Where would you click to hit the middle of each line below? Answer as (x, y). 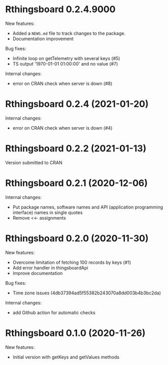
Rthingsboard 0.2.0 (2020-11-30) (77, 238)
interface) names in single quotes (47, 212)
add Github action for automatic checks (54, 312)
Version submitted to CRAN (34, 162)
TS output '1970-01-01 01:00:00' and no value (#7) (65, 64)
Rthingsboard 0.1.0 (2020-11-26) (75, 333)
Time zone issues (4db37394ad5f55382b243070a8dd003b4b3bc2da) (87, 293)
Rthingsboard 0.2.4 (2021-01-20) (77, 104)
